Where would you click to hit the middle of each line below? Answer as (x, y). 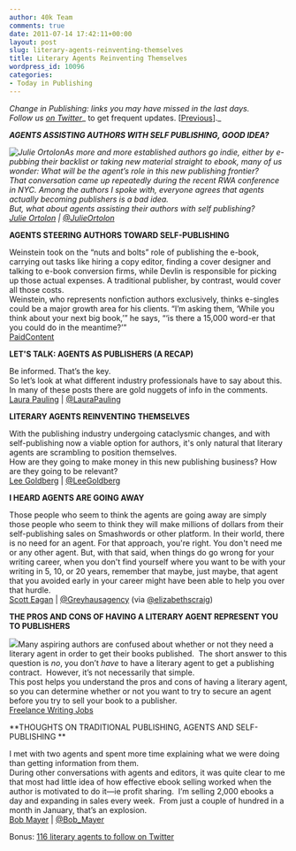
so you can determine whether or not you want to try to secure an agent (140, 691)
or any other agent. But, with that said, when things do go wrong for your (142, 552)
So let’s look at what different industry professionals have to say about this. (146, 380)
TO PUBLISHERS (40, 625)
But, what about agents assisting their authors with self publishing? (132, 208)
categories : (31, 75)
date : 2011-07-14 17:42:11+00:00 (71, 34)
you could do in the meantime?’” (68, 327)
